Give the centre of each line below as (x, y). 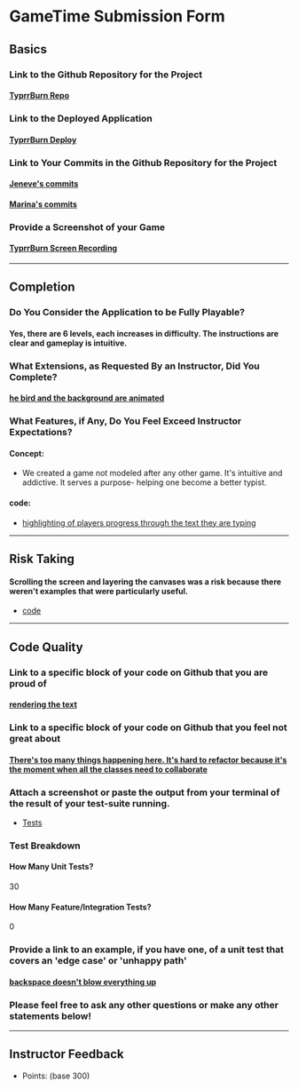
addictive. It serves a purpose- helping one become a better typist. (144, 482)
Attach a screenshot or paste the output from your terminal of (145, 792)
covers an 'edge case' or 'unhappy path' (98, 961)
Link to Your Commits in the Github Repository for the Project (143, 163)
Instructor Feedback (67, 1054)
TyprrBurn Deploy (43, 139)
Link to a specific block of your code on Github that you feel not (149, 727)
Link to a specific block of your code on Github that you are (139, 672)
